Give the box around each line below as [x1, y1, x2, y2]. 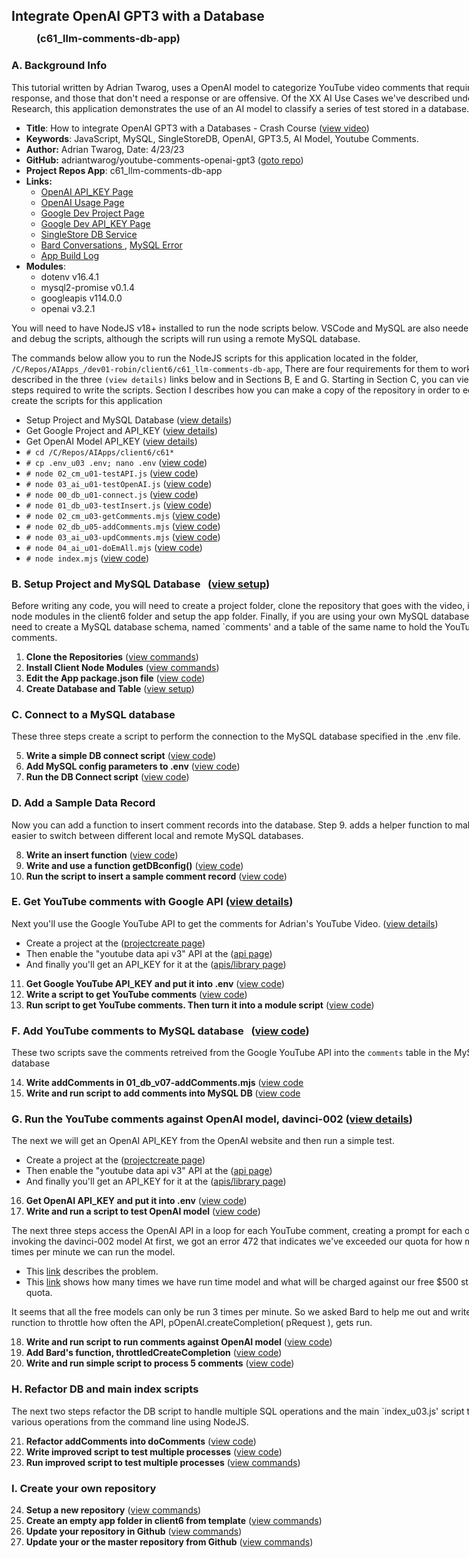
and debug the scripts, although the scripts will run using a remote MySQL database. [11, 332, 361, 344]
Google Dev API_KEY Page [40, 217, 151, 229]
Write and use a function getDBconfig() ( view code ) [25, 859, 244, 871]
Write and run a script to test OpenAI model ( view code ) [25, 1205, 261, 1218]
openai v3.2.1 [40, 302, 96, 314]
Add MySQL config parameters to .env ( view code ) [25, 760, 241, 773]
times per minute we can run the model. [11, 1246, 176, 1258]
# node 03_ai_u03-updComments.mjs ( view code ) [25, 530, 221, 543]
